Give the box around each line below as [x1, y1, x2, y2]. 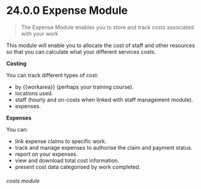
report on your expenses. [14, 150, 78, 158]
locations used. [14, 89, 53, 97]
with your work [20, 30, 58, 37]
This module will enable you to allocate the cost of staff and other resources [6, 42, 196, 49]
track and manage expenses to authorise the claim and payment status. [14, 144, 193, 151]
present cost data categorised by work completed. [14, 163, 141, 170]
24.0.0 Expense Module [6, 4, 128, 18]
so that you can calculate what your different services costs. [6, 48, 156, 55]
